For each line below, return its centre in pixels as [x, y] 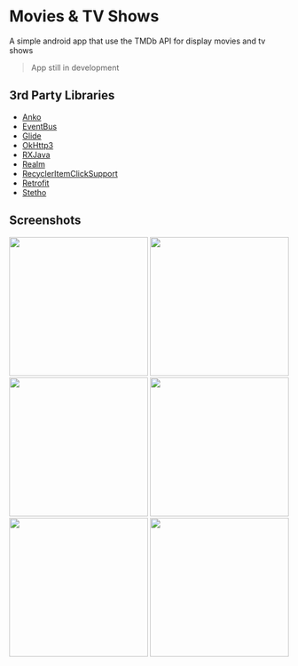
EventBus [39, 126]
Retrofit [35, 183]
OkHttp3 [38, 145]
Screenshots [45, 221]
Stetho [34, 192]
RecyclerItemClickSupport [70, 173]
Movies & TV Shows [84, 16]
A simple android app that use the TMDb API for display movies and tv [137, 41]
